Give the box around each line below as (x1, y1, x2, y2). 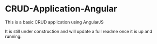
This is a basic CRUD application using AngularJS (5, 19, 104, 25)
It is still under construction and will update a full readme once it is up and (5, 28, 153, 34)
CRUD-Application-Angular (5, 3, 117, 14)
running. (5, 33, 22, 39)
